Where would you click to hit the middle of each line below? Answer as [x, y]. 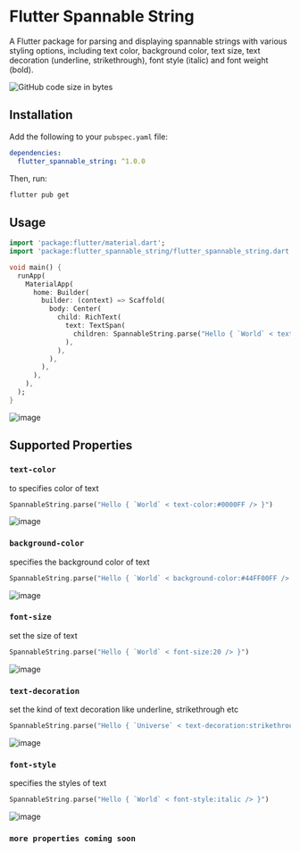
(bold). [21, 70]
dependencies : [36, 153]
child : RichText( [89, 317]
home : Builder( [61, 292]
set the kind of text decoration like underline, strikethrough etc [124, 710]
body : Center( [75, 309]
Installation [41, 115]
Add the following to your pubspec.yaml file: [88, 137]
